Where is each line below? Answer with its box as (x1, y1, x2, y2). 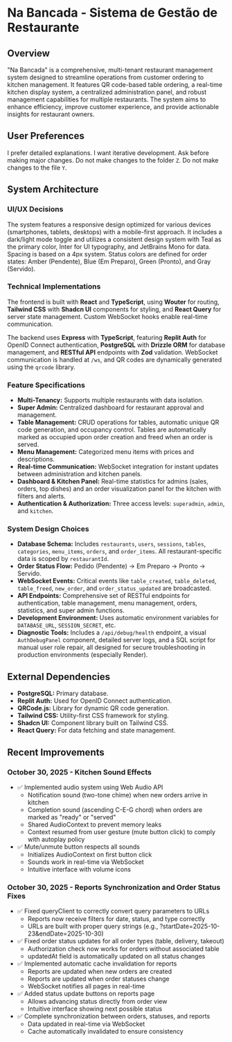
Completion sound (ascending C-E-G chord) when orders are (27, 805, 203, 814)
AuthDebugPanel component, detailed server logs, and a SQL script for (17, 636, 216, 644)
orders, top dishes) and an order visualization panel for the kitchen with (17, 485, 222, 493)
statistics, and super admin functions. (17, 606, 125, 614)
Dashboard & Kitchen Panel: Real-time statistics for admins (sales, (17, 478, 209, 486)
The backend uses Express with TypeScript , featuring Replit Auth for (7, 333, 206, 341)
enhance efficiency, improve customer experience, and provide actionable (7, 103, 220, 111)
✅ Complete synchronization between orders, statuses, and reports (17, 1012, 211, 1020)
